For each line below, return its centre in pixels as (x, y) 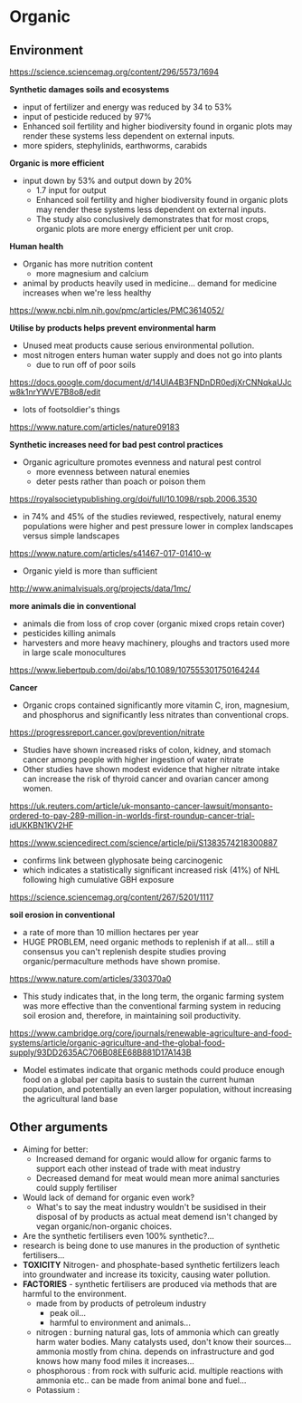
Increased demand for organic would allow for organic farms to (153, 1158)
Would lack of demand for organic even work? (109, 1197)
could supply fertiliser (76, 1187)
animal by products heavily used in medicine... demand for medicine (150, 283)
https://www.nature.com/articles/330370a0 (90, 979)
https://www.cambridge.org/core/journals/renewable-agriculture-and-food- (151, 1033)
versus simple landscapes (71, 536)
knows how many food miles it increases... (115, 1360)
